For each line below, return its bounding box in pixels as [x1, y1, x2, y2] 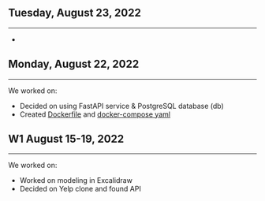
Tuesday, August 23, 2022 [8, 6, 142, 20]
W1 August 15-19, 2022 [8, 132, 125, 146]
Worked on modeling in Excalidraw [19, 176, 132, 185]
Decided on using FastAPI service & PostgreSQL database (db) [19, 101, 225, 110]
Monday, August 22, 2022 [8, 58, 140, 71]
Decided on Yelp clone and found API [19, 184, 142, 194]
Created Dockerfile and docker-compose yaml [19, 110, 171, 119]
